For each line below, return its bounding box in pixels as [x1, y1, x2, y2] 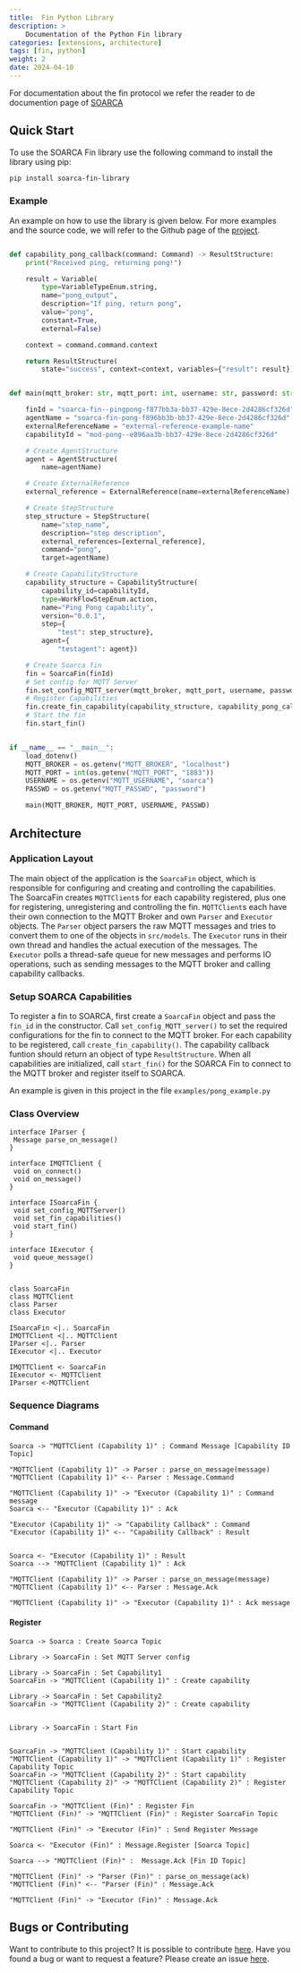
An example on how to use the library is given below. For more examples [9, 215, 277, 226]
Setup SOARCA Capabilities [9, 991, 133, 1003]
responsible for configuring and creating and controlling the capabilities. [9, 882, 276, 893]
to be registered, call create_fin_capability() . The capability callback [9, 1040, 271, 1051]
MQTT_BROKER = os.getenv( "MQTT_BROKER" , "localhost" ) [25, 759, 230, 768]
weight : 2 [9, 55, 47, 64]
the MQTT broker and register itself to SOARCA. [9, 1068, 185, 1079]
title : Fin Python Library [9, 13, 115, 22]
